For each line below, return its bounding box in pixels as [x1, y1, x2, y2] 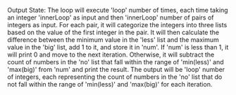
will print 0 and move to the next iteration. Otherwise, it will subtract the [7, 50, 215, 59]
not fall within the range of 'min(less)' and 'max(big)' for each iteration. [7, 80, 213, 88]
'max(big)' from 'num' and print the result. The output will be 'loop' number [7, 66, 225, 73]
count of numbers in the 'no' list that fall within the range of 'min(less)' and [7, 58, 224, 66]
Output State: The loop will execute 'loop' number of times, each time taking [7, 6, 228, 14]
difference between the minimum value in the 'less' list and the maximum [7, 36, 220, 44]
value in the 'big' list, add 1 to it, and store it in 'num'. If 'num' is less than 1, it [7, 43, 229, 51]
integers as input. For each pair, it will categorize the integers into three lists [7, 21, 228, 29]
